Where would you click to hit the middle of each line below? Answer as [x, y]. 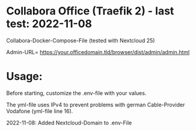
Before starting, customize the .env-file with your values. [76, 93]
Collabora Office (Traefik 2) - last [90, 11]
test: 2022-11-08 [49, 24]
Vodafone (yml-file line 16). [40, 111]
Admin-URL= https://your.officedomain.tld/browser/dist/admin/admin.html [98, 52]
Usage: [25, 77]
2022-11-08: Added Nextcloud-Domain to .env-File [69, 123]
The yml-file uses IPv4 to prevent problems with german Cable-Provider [96, 105]
